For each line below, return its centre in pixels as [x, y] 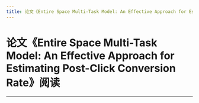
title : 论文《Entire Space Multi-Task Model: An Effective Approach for [96, 12]
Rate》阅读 [33, 83]
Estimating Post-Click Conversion [91, 68]
